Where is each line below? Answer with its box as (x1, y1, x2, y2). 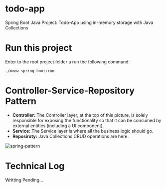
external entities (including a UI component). (12, 123, 104, 129)
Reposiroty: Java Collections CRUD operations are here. (12, 133, 129, 139)
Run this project (5, 42, 72, 54)
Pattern (5, 96, 36, 107)
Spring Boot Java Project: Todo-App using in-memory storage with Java (5, 19, 154, 25)
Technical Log (5, 161, 65, 172)
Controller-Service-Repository (5, 85, 135, 96)
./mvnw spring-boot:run (5, 68, 55, 73)
